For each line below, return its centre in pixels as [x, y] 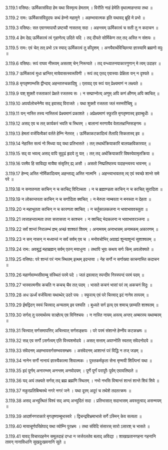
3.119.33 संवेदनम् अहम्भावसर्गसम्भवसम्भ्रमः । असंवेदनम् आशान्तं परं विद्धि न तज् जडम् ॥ [74, 351]
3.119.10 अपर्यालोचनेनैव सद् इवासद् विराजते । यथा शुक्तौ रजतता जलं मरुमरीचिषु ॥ [71, 103]
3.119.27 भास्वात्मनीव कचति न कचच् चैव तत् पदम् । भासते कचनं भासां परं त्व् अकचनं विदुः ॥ [79, 285]
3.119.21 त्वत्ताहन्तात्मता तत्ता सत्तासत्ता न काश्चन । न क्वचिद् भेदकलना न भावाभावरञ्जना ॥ [77, 219]
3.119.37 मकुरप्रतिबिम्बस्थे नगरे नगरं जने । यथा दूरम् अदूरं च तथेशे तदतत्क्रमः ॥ [68, 391]
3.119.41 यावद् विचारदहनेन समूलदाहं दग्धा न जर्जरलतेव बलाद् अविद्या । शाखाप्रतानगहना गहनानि [80, 436]
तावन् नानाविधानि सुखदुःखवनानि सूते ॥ [35, 442]
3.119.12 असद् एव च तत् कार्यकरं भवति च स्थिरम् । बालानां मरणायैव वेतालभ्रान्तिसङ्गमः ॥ [75, 123]
